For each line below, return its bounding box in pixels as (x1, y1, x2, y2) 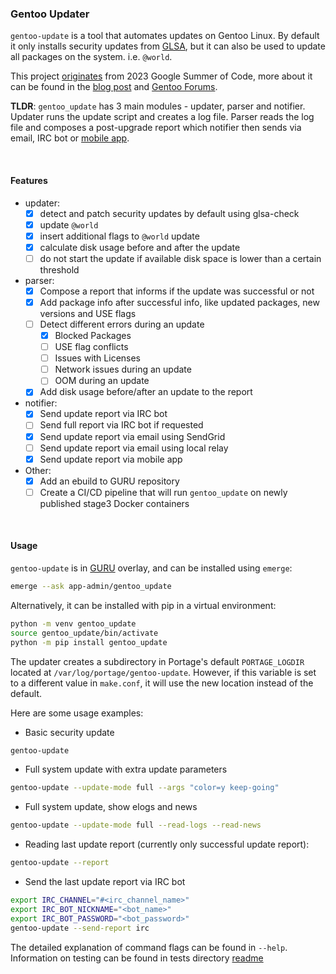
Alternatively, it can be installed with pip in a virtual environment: (10, 599, 277, 611)
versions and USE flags (39, 307, 137, 319)
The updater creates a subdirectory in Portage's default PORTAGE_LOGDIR (10, 655, 305, 667)
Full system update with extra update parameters (24, 763, 228, 776)
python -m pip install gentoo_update (10, 637, 168, 647)
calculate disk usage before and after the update (39, 241, 241, 253)
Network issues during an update (54, 363, 192, 376)
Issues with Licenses (54, 352, 142, 364)
